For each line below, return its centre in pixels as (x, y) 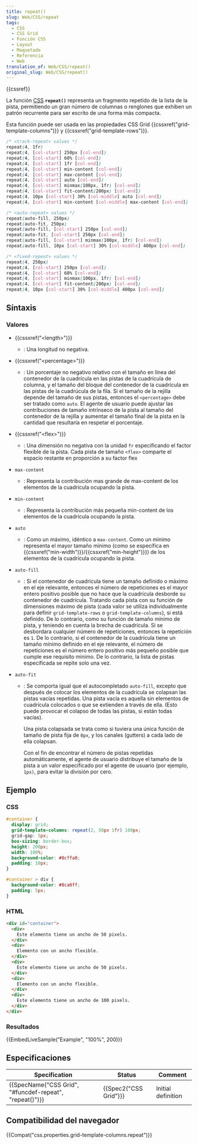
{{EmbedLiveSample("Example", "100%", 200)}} (64, 1040)
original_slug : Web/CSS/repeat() (47, 72)
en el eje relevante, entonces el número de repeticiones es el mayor (106, 587)
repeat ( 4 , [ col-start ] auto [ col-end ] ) (55, 180)
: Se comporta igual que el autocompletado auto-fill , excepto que (105, 686)
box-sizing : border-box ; (42, 841)
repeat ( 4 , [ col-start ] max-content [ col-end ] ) (64, 175)
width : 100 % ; (27, 852)
